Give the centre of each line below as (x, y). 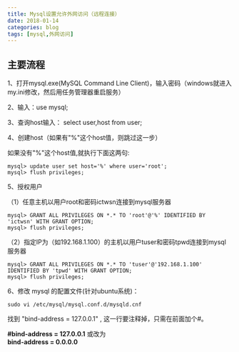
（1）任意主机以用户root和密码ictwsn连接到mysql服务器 (89, 202)
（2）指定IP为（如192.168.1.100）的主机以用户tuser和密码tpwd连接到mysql (117, 242)
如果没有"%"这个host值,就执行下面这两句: (68, 153)
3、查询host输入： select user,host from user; (75, 123)
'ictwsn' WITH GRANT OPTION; (51, 222)
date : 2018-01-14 (33, 21)
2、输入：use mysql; (38, 107)
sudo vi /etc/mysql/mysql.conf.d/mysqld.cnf (75, 305)
